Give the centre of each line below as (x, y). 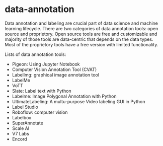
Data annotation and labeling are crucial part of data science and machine (81, 23)
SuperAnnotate (28, 123)
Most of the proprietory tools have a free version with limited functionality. (81, 44)
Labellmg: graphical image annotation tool (55, 75)
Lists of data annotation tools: (35, 54)
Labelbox (21, 117)
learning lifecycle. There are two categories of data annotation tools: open (81, 28)
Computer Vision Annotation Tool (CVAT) (54, 69)
